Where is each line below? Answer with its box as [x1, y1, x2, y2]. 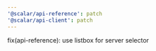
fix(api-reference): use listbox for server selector [7, 36, 150, 44]
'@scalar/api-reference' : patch [7, 10, 102, 17]
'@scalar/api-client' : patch [7, 17, 93, 24]
